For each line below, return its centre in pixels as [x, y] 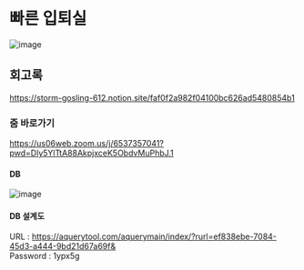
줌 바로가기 [32, 123]
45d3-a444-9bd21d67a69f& [63, 246]
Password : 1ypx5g [45, 256]
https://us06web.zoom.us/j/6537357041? [86, 144]
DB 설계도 [27, 215]
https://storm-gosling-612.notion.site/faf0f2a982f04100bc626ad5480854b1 [152, 97]
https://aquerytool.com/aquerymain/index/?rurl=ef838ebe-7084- [154, 236]
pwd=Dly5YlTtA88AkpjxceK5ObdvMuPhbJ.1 [92, 153]
